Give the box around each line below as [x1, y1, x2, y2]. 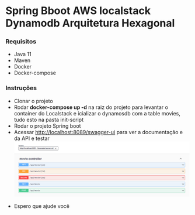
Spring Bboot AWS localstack [5, 4, 151, 18]
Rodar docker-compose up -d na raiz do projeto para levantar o [13, 104, 169, 111]
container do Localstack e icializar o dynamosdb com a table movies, [13, 110, 180, 117]
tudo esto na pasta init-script [13, 116, 84, 123]
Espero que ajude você [13, 203, 70, 210]
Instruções [5, 84, 37, 92]
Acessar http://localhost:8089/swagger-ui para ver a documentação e [13, 128, 183, 135]
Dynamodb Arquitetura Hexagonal [5, 16, 175, 30]
